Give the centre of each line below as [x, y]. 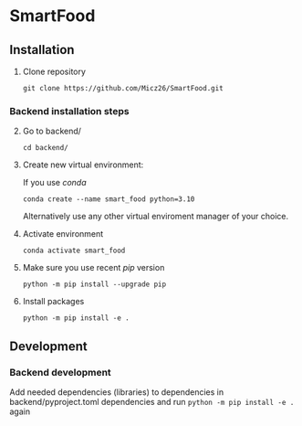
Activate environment [63, 234]
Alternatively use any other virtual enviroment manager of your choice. [156, 217]
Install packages [53, 302]
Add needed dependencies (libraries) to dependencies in [117, 392]
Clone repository [54, 71]
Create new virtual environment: [83, 165]
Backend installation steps [69, 111]
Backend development [60, 372]
